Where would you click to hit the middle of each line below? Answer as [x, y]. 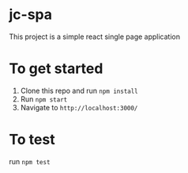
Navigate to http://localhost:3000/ [79, 107]
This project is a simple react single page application [95, 37]
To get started [56, 69]
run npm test [30, 161]
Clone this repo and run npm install [79, 90]
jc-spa [31, 15]
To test [32, 140]
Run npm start [44, 99]
